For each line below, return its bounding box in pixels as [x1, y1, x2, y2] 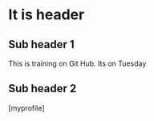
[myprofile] [8, 103, 46, 113]
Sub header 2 [8, 82, 77, 95]
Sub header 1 [8, 38, 75, 51]
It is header [8, 6, 85, 24]
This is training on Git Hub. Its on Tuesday [8, 58, 147, 68]
